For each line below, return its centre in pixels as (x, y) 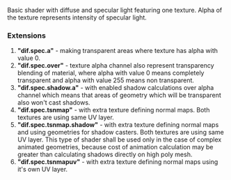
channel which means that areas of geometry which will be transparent (119, 95)
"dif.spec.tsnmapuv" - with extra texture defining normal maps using (118, 162)
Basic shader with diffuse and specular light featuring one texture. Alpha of (115, 10)
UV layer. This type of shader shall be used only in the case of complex (119, 140)
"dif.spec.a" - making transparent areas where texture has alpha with (117, 51)
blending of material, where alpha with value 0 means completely (111, 73)
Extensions (27, 36)
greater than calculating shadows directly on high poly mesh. (105, 155)
